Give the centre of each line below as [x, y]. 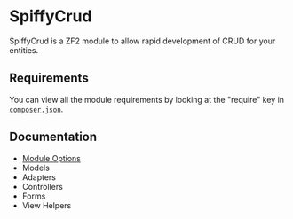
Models [36, 168]
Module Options [51, 158]
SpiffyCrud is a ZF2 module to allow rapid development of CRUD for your [143, 41]
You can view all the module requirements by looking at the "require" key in [147, 99]
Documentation [53, 137]
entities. [24, 50]
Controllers [43, 186]
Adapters [39, 177]
